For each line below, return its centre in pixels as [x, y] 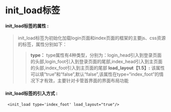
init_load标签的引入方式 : [32, 93]
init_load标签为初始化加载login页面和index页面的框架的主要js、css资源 [92, 38]
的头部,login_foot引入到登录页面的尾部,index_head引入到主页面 [96, 62]
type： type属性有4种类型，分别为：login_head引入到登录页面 [96, 55]
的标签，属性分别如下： [42, 44]
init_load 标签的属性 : [27, 25]
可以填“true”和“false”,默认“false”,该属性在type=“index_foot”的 [95, 74]
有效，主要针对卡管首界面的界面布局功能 [86, 81]
